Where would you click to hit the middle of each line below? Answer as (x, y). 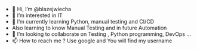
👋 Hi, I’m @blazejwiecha (41, 9)
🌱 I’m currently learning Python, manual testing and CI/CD (83, 21)
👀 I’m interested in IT (37, 15)
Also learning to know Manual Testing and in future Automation (89, 28)
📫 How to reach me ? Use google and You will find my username (92, 41)
